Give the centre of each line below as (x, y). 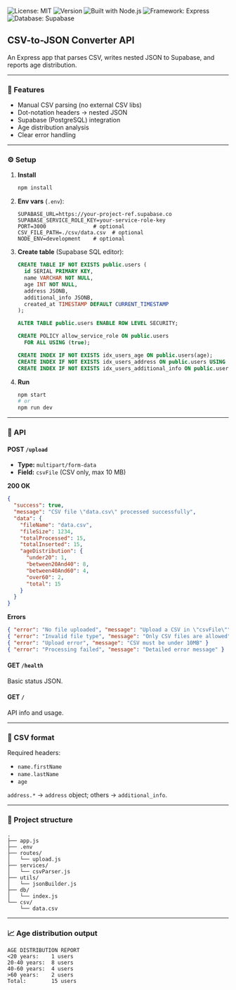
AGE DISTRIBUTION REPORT (44, 950)
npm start (32, 395)
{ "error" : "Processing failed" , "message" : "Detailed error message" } (116, 649)
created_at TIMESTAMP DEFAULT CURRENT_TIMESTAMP (97, 304)
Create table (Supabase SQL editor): (71, 252)
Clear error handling (46, 135)
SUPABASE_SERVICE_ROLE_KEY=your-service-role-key (92, 221)
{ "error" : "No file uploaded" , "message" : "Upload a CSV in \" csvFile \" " (119, 630)
